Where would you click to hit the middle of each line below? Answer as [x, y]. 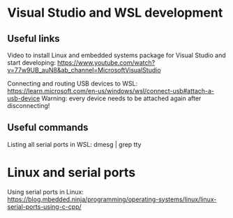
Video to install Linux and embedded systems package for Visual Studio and [116, 55]
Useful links [34, 39]
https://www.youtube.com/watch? [106, 63]
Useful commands [48, 128]
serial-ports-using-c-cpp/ [44, 206]
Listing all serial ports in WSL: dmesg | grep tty [74, 144]
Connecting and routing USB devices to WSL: [73, 84]
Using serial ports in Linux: [45, 192]
